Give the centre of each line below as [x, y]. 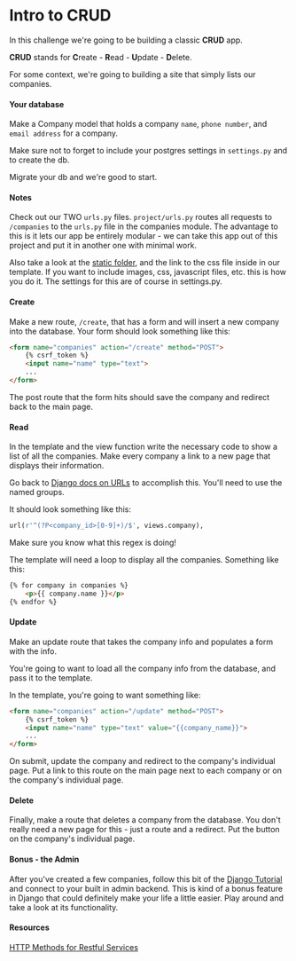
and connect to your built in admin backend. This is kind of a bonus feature [146, 888]
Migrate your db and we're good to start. [83, 177]
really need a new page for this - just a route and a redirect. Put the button [145, 830]
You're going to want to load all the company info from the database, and [143, 668]
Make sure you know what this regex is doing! [93, 543]
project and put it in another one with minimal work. [103, 246]
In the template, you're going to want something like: [105, 695]
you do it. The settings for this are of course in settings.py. [116, 281]
